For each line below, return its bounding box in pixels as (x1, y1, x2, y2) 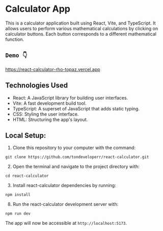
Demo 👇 (5, 52, 27, 59)
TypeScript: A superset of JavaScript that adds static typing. (12, 105, 140, 111)
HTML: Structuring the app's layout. (12, 116, 88, 123)
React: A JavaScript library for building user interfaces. (12, 95, 128, 101)
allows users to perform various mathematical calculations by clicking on (5, 25, 158, 31)
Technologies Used (5, 81, 68, 90)
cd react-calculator (5, 173, 49, 179)
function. (5, 36, 24, 42)
